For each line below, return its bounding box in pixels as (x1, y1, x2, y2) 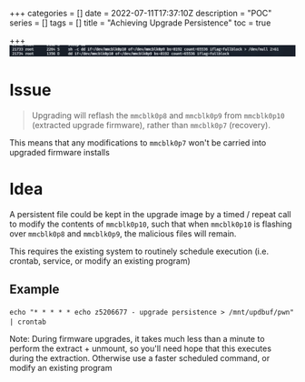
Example (9, 282, 60, 297)
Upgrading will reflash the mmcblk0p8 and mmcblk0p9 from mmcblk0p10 (31, 110, 285, 121)
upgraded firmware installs (9, 147, 111, 158)
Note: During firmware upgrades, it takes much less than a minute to (9, 333, 265, 344)
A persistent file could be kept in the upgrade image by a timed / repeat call (9, 209, 292, 220)
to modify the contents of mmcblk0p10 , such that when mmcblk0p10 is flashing (9, 218, 292, 230)
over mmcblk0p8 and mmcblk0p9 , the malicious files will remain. (9, 228, 237, 239)
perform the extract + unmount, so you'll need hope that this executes (9, 343, 272, 354)
